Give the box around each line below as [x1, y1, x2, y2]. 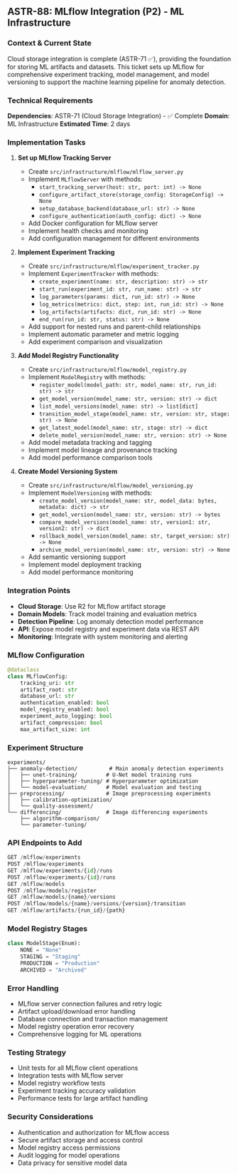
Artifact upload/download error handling [17, 1007, 136, 1016]
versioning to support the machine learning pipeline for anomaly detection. [7, 78, 226, 86]
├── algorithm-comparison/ [20, 815, 100, 822]
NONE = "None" [20, 947, 62, 954]
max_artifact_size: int [20, 726, 91, 733]
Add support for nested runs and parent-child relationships [28, 322, 201, 331]
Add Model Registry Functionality [17, 351, 119, 360]
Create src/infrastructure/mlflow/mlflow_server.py [28, 168, 184, 176]
